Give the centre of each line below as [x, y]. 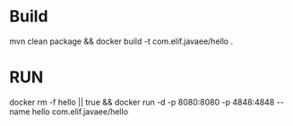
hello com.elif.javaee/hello [80, 111]
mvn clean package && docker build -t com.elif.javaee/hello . [121, 41]
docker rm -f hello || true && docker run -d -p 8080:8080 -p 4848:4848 [142, 102]
